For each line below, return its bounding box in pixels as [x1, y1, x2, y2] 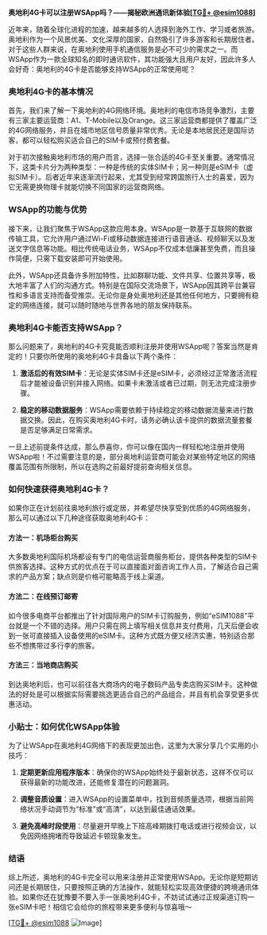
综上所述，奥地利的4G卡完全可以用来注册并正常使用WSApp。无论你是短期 [8, 872, 252, 882]
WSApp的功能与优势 [8, 204, 87, 215]
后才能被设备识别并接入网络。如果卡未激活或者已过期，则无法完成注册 [19, 378, 250, 388]
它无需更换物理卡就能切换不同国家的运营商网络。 [8, 182, 168, 192]
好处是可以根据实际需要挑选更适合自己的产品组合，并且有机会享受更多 [21, 689, 252, 699]
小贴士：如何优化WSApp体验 [8, 721, 120, 732]
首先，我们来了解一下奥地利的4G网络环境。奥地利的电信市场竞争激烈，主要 [8, 106, 255, 115]
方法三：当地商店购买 [8, 660, 78, 670]
